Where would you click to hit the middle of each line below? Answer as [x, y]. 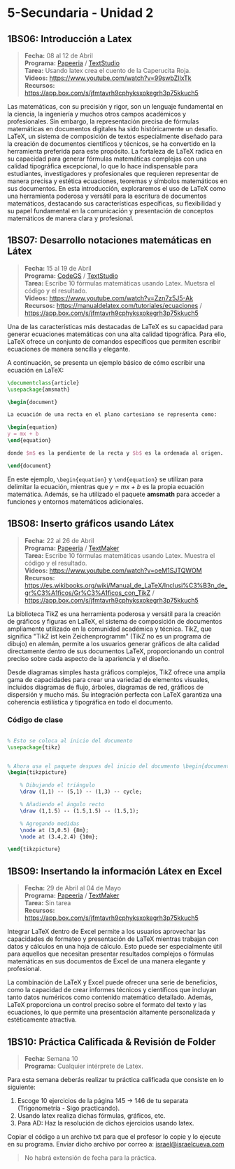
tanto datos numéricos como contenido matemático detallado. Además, [110, 997]
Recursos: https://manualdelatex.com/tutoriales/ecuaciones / [113, 305]
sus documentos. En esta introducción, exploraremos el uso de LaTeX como [116, 188]
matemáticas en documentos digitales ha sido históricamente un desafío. [113, 129]
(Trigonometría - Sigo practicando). [69, 1108]
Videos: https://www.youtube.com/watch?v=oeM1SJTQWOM [113, 570]
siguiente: [22, 1087]
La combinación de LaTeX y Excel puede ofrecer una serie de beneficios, [113, 982]
